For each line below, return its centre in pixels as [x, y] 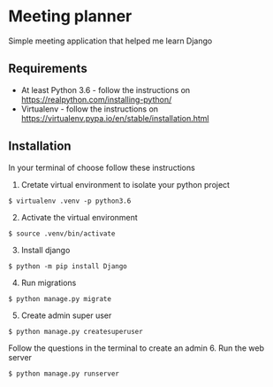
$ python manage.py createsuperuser [76, 331]
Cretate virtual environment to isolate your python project [125, 184]
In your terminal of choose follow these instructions [102, 167]
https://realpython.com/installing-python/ [96, 99]
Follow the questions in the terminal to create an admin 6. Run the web [136, 348]
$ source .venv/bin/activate [62, 233]
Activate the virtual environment [79, 217]
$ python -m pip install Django [68, 266]
